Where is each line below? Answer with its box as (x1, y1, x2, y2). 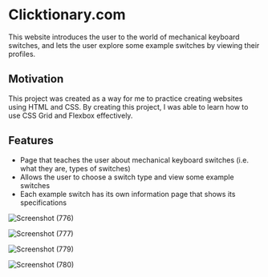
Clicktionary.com (8, 6, 126, 24)
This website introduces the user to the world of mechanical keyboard (8, 32, 240, 42)
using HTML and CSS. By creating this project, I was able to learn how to (8, 102, 249, 111)
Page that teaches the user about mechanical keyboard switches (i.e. (19, 155, 249, 165)
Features (8, 134, 54, 147)
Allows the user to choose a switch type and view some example (19, 172, 234, 182)
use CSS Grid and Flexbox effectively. (8, 110, 133, 120)
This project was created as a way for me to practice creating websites (8, 94, 243, 103)
